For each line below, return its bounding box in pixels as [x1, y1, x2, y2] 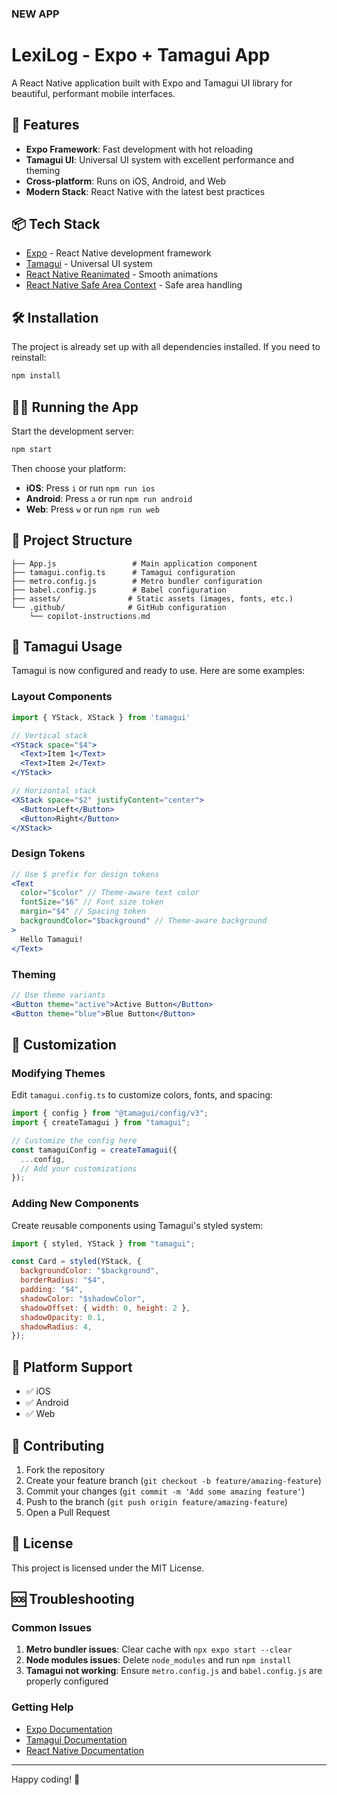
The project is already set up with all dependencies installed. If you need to [11, 341, 321, 353]
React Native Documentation [25, 1744, 144, 1756]
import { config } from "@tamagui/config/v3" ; [11, 1108, 209, 1119]
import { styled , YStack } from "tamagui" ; [11, 1238, 196, 1249]
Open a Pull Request [25, 1506, 111, 1518]
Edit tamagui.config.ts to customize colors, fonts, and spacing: [11, 1089, 274, 1101]
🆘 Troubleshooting [11, 1591, 135, 1608]
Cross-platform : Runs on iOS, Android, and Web [25, 175, 227, 187]
